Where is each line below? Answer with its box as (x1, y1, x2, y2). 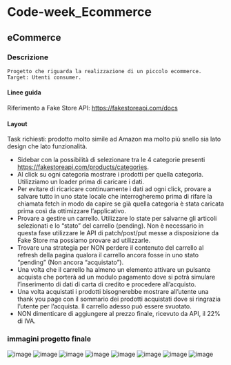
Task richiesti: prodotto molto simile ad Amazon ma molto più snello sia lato (7, 135, 221, 144)
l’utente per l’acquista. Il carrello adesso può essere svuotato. (17, 302, 192, 310)
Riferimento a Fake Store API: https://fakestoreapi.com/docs (7, 104, 178, 112)
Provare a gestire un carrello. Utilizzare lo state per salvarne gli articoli (17, 215, 217, 223)
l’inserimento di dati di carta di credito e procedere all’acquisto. (17, 280, 197, 288)
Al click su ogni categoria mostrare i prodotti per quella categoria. (17, 170, 204, 179)
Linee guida (7, 88, 41, 97)
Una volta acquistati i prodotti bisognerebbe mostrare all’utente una (17, 288, 209, 296)
